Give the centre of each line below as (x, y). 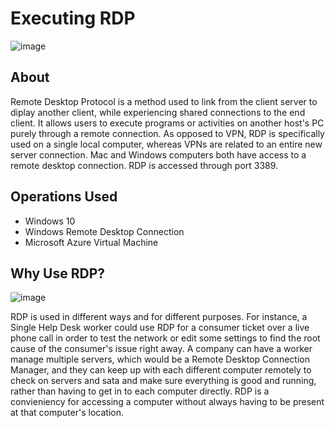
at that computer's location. (67, 413)
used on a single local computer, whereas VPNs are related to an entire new (166, 144)
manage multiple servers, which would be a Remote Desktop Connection (160, 359)
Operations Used (64, 197)
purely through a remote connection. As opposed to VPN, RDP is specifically (167, 133)
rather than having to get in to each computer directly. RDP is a (140, 391)
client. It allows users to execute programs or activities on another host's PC (167, 123)
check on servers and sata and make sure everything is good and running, (163, 381)
